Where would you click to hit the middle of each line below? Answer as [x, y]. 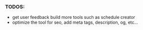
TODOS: [15, 7]
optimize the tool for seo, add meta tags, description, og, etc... [75, 22]
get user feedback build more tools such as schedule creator [74, 17]
